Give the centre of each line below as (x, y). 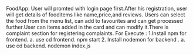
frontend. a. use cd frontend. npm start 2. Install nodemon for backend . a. (96, 39)
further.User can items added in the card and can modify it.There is (87, 27)
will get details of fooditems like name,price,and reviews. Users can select (96, 15)
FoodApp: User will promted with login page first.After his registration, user (97, 8)
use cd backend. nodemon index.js (48, 46)
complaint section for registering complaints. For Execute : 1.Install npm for (96, 33)
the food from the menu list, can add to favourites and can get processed (94, 21)
